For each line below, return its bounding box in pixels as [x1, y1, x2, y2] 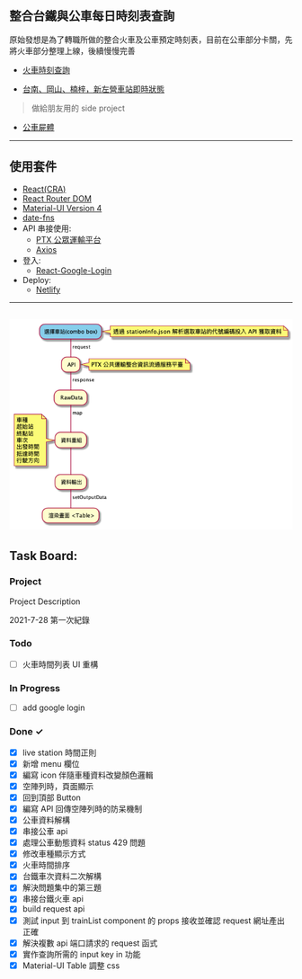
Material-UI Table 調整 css [22, 960, 120, 971]
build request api [22, 903, 85, 914]
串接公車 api [22, 826, 68, 837]
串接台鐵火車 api [22, 894, 84, 904]
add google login [22, 702, 85, 713]
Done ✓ [9, 725, 44, 738]
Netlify [35, 284, 61, 295]
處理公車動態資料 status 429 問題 [22, 837, 147, 848]
